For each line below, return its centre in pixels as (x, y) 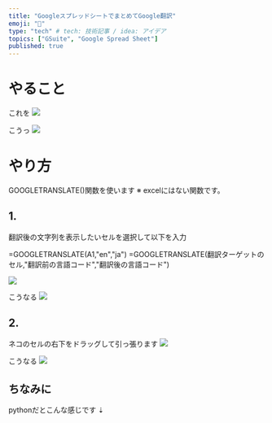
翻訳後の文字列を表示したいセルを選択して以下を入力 (98, 237)
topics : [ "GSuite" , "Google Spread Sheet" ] (83, 39)
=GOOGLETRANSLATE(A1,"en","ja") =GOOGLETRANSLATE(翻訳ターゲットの (136, 254)
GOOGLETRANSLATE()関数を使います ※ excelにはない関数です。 (117, 190)
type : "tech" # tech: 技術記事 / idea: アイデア (88, 31)
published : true (36, 46)
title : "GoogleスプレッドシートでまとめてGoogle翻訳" (92, 16)
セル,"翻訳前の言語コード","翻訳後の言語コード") (89, 264)
